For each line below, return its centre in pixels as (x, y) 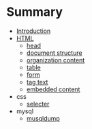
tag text (37, 82)
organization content (56, 60)
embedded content (53, 89)
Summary (34, 12)
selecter (38, 104)
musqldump (43, 118)
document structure (54, 53)
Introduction (33, 31)
